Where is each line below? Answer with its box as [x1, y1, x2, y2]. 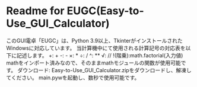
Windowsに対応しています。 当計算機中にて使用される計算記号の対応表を [6, 44, 186, 51]
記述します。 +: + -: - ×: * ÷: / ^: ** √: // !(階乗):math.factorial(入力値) [16, 51, 183, 59]
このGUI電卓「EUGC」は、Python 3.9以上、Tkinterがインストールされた [6, 37, 183, 44]
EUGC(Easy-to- [66, 4, 144, 18]
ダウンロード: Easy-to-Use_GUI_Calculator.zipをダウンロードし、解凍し [17, 66, 192, 73]
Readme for [6, 4, 65, 18]
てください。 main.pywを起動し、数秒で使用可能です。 [6, 74, 140, 81]
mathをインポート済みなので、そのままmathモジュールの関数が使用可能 [6, 59, 181, 66]
